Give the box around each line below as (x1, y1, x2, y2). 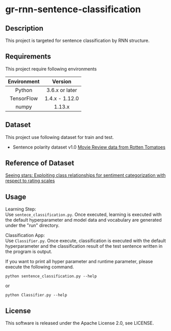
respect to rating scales (5, 178, 55, 184)
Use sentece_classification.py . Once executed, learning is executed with (5, 211, 162, 218)
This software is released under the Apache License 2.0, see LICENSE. (5, 320, 154, 326)
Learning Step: (5, 206, 37, 212)
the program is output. (5, 249, 53, 255)
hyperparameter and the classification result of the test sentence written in (5, 243, 163, 249)
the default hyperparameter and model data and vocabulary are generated (5, 217, 162, 223)
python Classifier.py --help (5, 293, 67, 298)
